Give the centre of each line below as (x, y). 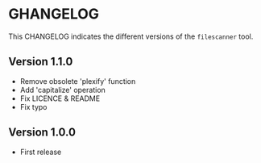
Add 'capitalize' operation (63, 90)
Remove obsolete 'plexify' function (78, 81)
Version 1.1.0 (41, 62)
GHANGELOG (54, 14)
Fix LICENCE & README (60, 98)
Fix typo (33, 107)
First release (41, 152)
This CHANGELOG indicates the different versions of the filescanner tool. (131, 36)
